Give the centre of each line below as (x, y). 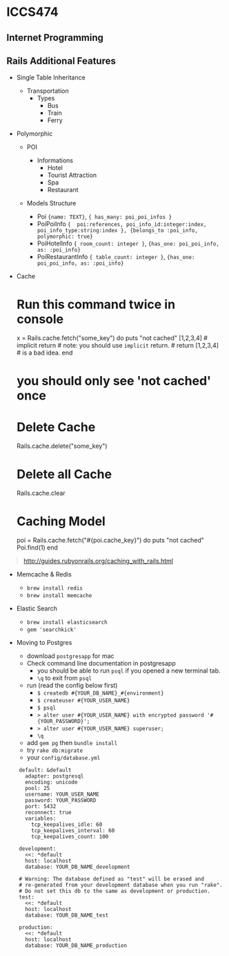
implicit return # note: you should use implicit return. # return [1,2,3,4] (117, 346)
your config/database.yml (63, 758)
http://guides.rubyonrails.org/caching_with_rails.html (98, 561)
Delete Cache (56, 427)
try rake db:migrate (55, 750)
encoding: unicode (51, 782)
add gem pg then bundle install (72, 743)
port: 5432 (40, 807)
